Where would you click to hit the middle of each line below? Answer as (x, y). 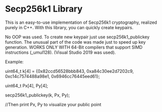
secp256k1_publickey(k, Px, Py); (37, 95)
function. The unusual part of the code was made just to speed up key (75, 42)
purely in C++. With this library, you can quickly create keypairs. (69, 27)
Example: (14, 62)
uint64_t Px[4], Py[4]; (27, 85)
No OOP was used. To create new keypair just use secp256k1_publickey (77, 37)
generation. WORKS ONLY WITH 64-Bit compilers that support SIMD (74, 47)
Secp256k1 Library (44, 9)
